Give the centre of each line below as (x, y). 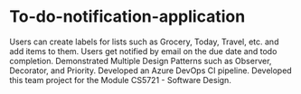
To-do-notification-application (127, 17)
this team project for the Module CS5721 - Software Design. (121, 80)
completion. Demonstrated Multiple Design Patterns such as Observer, (141, 61)
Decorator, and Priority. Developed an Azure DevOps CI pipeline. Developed (150, 70)
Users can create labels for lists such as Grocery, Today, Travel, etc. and (144, 42)
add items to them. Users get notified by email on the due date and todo (143, 51)
